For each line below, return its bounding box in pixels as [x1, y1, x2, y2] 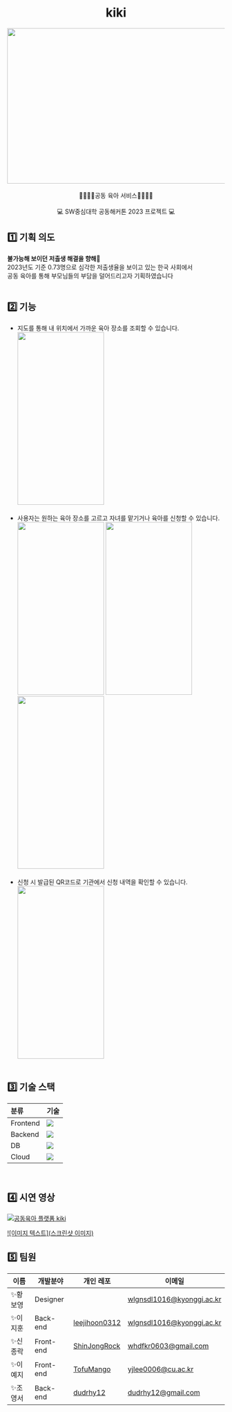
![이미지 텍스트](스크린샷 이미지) [7, 1229, 94, 1237]
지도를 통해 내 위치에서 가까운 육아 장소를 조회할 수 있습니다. [17, 323, 180, 332]
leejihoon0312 [73, 1318, 122, 1327]
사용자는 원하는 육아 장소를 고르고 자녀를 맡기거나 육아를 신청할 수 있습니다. [17, 513, 220, 522]
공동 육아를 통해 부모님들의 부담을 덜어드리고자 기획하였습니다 [7, 271, 174, 280]
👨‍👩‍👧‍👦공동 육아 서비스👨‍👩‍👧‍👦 [79, 191, 153, 200]
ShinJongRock [73, 1342, 121, 1351]
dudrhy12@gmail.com [127, 1388, 200, 1397]
